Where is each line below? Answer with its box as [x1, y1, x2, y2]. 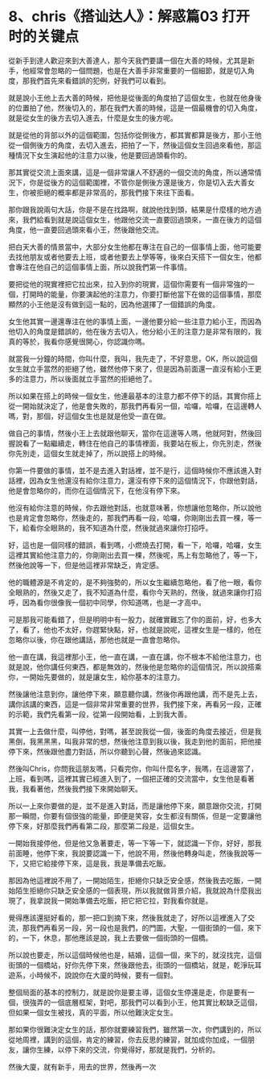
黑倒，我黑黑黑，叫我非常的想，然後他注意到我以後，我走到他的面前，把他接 [8, 737, 262, 746]
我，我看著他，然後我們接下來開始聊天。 [8, 783, 142, 794]
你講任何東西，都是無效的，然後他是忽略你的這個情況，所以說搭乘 [43, 662, 262, 671]
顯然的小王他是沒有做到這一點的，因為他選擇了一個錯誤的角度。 [8, 299, 219, 309]
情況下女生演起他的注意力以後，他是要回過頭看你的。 [14, 150, 191, 160]
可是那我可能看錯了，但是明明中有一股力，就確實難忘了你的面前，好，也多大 [8, 614, 262, 625]
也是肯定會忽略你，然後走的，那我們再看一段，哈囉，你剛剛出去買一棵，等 [8, 513, 255, 522]
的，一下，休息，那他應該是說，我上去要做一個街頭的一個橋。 [8, 932, 213, 943]
